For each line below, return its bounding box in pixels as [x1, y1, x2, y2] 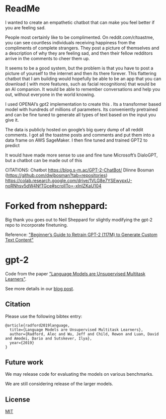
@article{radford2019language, [5, 323, 70, 328]
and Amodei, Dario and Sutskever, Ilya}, [5, 336, 92, 341]
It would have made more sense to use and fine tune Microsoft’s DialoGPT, [5, 152, 158, 158]
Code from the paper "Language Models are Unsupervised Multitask [5, 270, 146, 276]
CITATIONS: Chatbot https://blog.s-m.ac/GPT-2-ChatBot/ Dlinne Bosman [5, 167, 154, 173]
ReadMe [5, 3, 40, 14]
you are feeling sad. [5, 24, 46, 30]
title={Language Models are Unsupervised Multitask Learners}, [9, 327, 143, 332]
